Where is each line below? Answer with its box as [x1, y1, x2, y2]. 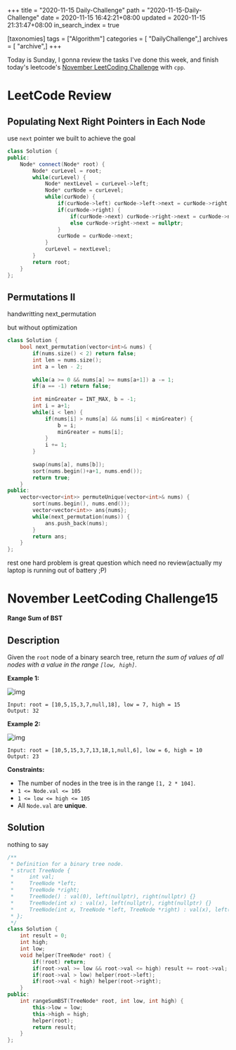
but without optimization [7, 323, 78, 332]
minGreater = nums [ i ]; [57, 428, 124, 435]
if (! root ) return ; [32, 958, 86, 965]
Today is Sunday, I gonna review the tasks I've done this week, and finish [7, 55, 219, 64]
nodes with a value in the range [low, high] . [7, 660, 137, 669]
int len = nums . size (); [32, 356, 102, 364]
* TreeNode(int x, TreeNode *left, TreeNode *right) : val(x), [10, 906, 212, 913]
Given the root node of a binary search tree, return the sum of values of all [7, 652, 224, 661]
